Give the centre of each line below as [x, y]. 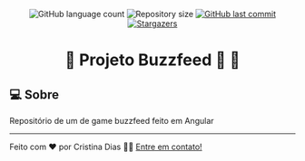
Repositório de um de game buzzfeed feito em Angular [112, 121]
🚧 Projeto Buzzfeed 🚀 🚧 [152, 60]
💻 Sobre [34, 95]
